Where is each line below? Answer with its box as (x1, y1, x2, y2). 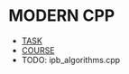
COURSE (21, 44, 55, 55)
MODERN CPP (8, 5, 115, 26)
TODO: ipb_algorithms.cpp (21, 54, 121, 65)
